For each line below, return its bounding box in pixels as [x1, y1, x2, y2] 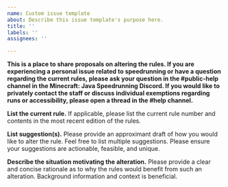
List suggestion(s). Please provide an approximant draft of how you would [7, 130, 218, 139]
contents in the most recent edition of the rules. [7, 117, 142, 125]
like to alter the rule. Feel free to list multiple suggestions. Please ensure [7, 137, 210, 145]
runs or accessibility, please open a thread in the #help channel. [7, 96, 194, 104]
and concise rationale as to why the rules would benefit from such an [7, 165, 202, 173]
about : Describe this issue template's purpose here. [7, 16, 164, 23]
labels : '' [7, 29, 38, 36]
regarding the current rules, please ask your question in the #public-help [7, 74, 219, 83]
